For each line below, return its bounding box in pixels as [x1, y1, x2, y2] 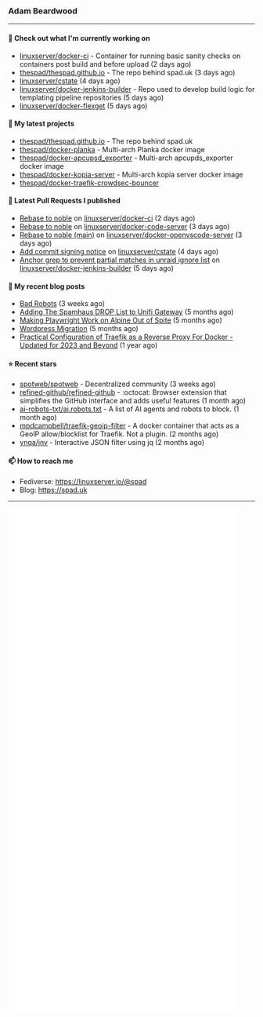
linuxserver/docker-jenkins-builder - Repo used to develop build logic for [19, 84, 255, 93]
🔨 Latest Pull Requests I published [8, 196, 121, 206]
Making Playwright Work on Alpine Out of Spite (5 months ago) [19, 315, 223, 325]
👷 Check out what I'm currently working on [8, 33, 150, 42]
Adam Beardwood [8, 5, 78, 16]
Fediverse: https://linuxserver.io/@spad [19, 476, 147, 486]
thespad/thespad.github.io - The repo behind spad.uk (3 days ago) [19, 67, 236, 77]
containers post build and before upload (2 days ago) [19, 59, 192, 68]
